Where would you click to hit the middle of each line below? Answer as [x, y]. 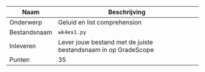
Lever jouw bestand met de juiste [106, 42]
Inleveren [23, 46]
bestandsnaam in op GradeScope [106, 50]
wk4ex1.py [72, 32]
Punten [20, 59]
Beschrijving [127, 12]
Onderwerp [26, 22]
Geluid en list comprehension [100, 22]
